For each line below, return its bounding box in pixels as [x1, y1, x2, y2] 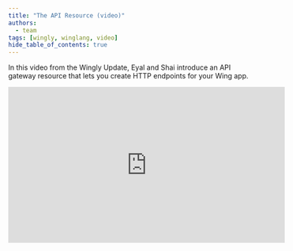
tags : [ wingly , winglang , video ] [8, 33, 118, 42]
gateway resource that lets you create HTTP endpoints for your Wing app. [8, 71, 249, 81]
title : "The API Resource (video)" [8, 11, 126, 20]
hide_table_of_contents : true [8, 41, 108, 49]
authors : [8, 19, 37, 27]
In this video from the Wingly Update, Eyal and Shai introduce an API [8, 63, 231, 72]
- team [15, 26, 37, 34]
